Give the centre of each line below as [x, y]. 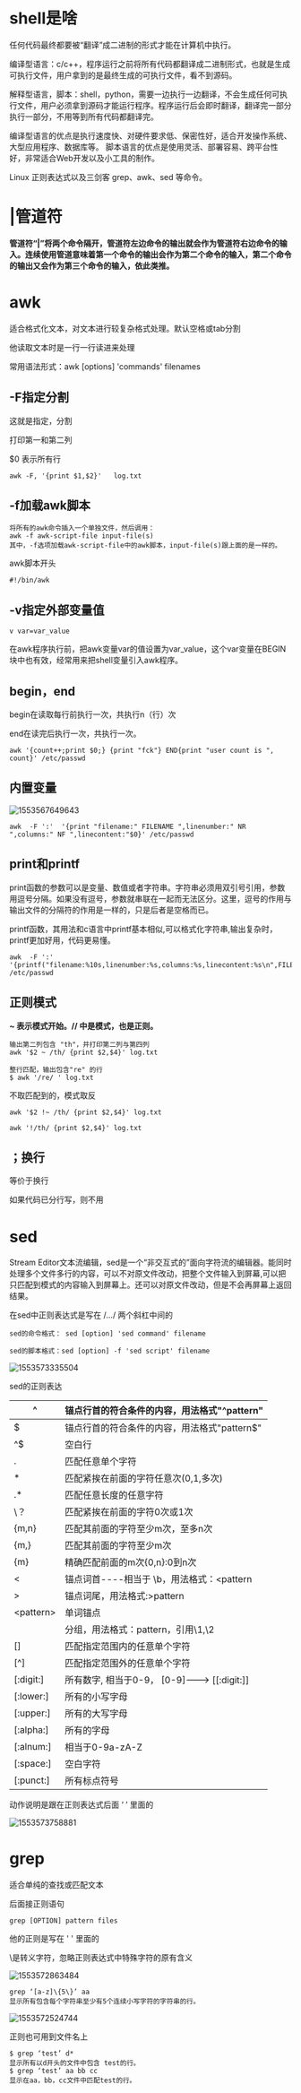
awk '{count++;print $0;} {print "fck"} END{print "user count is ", [142, 751]
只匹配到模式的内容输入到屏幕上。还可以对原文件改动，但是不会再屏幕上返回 [150, 1285]
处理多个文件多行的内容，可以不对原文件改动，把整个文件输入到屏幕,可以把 [148, 1274]
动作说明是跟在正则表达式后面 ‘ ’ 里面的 [82, 1805]
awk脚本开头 [33, 563]
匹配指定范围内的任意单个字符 [128, 1647]
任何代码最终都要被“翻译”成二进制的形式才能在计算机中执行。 [123, 45]
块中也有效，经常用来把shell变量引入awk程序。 [96, 661]
